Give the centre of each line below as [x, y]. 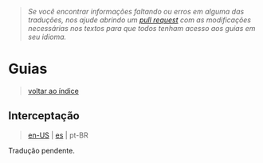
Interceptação [44, 116]
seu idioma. [47, 37]
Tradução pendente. [42, 150]
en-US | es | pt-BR [58, 135]
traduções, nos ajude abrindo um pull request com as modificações [139, 20]
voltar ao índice [53, 91]
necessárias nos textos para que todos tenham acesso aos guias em [141, 28]
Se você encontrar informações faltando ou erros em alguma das [136, 12]
